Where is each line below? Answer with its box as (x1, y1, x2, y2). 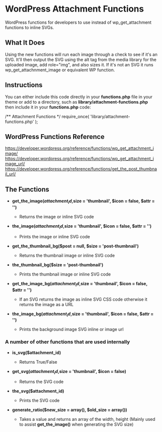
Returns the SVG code (19, 379, 64, 385)
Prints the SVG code (19, 398, 60, 403)
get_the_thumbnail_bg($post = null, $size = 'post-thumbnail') (12, 243, 139, 249)
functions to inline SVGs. (5, 24, 54, 30)
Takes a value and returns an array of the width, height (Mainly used (19, 417, 156, 422)
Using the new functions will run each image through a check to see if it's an (5, 51, 158, 57)
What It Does (5, 39, 45, 47)
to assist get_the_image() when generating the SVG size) (19, 421, 134, 427)
